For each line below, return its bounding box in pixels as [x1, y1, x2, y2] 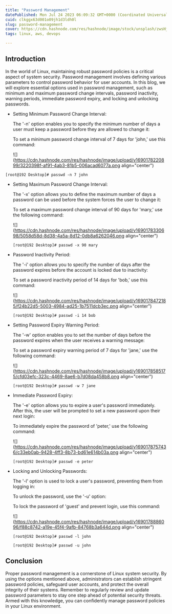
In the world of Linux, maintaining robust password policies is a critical [5, 68, 154, 74]
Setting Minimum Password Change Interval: [12, 111, 106, 117]
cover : [5, 27, 19, 32]
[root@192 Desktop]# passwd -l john [12, 534, 91, 539]
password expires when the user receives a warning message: [12, 337, 145, 343]
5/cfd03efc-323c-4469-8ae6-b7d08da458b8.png [12, 373, 119, 379]
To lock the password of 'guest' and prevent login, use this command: [12, 503, 160, 509]
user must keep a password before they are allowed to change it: [12, 126, 150, 132]
